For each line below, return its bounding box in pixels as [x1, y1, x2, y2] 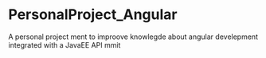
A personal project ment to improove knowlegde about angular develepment [8, 32, 259, 41]
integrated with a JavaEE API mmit [8, 40, 121, 49]
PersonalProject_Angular [8, 6, 178, 24]
